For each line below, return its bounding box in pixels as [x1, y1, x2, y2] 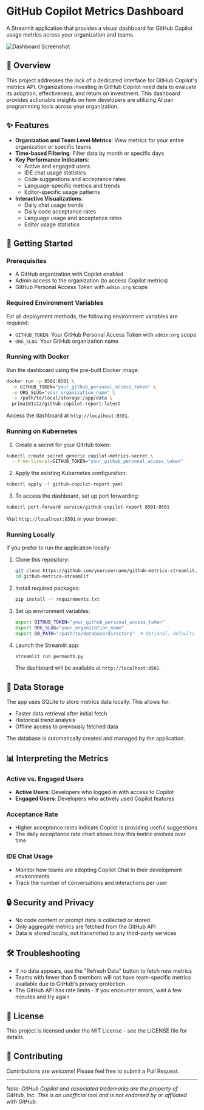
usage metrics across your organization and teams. [6, 30, 135, 38]
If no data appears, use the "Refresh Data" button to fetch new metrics [15, 967, 192, 975]
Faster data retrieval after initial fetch [15, 710, 107, 717]
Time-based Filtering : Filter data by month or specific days [15, 149, 165, 157]
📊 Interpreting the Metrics [6, 753, 109, 764]
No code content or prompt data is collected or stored [15, 917, 151, 924]
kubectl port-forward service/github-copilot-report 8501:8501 [6, 504, 170, 510]
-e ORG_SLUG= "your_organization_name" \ [12, 389, 115, 396]
